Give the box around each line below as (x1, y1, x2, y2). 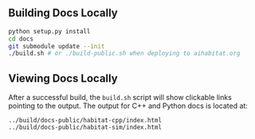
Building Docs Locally (8, 6, 118, 20)
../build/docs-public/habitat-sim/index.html (8, 123, 162, 132)
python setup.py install (8, 27, 91, 35)
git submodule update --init (8, 42, 105, 50)
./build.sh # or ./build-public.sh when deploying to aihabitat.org (8, 49, 241, 58)
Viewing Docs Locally (8, 71, 118, 85)
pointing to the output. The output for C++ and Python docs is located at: (8, 101, 249, 110)
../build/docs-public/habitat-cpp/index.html (8, 117, 162, 125)
